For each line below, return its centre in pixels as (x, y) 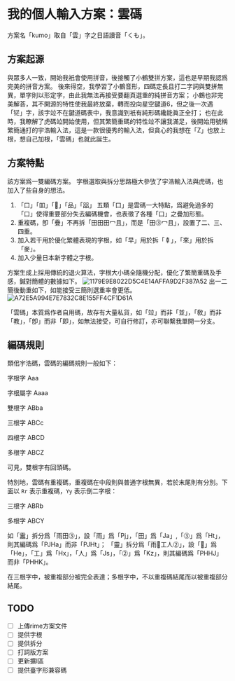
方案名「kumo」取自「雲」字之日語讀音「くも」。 (78, 35)
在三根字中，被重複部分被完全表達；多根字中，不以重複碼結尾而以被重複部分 (117, 577)
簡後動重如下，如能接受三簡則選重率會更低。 (72, 290)
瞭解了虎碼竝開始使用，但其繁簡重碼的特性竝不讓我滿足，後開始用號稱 (127, 121)
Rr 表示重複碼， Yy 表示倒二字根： (69, 491)
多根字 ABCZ (26, 453)
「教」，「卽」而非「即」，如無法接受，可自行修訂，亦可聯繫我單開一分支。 (113, 321)
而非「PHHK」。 (30, 562)
